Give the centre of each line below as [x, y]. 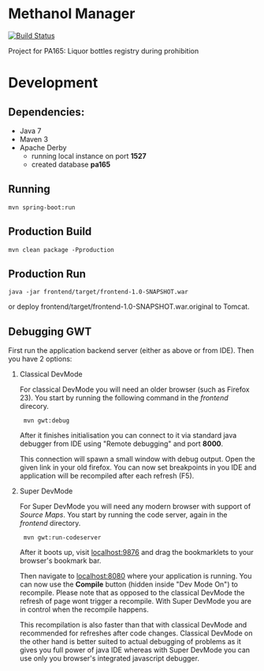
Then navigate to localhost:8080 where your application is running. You [136, 576]
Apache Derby [43, 148]
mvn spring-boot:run [42, 207]
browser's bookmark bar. [60, 560]
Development [53, 83]
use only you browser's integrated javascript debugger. [109, 658]
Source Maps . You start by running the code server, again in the [123, 515]
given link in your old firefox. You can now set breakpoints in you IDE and [138, 467]
